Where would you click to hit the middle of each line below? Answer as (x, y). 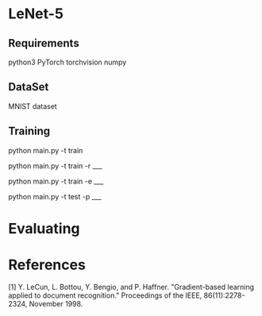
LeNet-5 (36, 14)
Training (29, 131)
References (47, 265)
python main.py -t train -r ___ (55, 166)
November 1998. (56, 303)
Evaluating (44, 228)
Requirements (44, 43)
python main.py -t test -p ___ (55, 196)
